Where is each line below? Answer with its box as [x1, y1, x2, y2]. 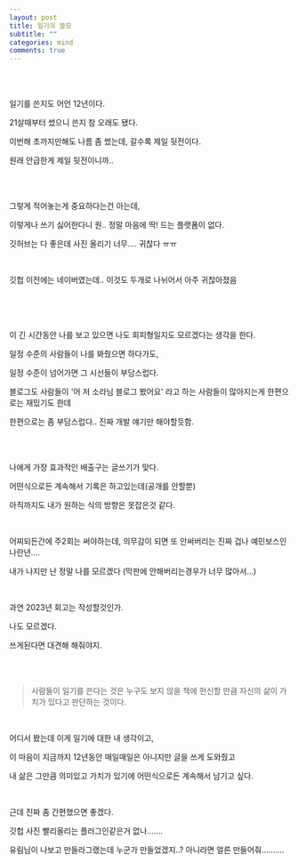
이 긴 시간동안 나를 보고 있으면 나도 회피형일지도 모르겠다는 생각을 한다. [9, 330, 256, 341]
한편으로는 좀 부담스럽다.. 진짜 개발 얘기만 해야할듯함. [9, 416, 194, 427]
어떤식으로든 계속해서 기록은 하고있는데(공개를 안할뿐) [9, 481, 197, 492]
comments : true [9, 46, 66, 55]
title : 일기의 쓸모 [9, 21, 72, 30]
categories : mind [9, 37, 74, 47]
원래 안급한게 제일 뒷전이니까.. [9, 155, 114, 165]
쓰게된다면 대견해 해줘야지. [9, 640, 102, 650]
